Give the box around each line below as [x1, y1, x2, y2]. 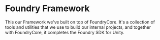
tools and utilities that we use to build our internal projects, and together [5, 24, 151, 30]
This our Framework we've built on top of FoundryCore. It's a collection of [5, 19, 155, 25]
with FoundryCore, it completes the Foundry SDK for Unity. [5, 29, 125, 35]
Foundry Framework [5, 3, 90, 14]
